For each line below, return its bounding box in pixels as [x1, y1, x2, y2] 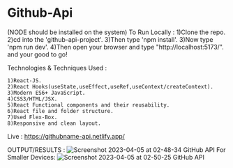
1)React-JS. [7, 77, 42, 84]
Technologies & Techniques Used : [7, 63, 107, 72]
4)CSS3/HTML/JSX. [7, 96, 58, 102]
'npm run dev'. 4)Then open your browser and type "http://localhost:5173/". [7, 43, 225, 51]
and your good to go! [7, 50, 68, 59]
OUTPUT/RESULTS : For [7, 145, 226, 154]
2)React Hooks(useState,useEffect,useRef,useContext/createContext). [7, 83, 214, 90]
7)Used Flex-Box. [7, 114, 58, 121]
